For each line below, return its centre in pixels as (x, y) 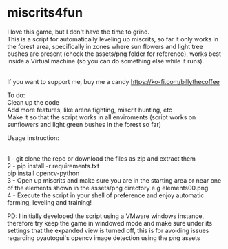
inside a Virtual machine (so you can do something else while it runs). (106, 61)
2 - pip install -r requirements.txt (53, 166)
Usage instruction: (33, 138)
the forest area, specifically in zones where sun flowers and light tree (105, 46)
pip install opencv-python (43, 173)
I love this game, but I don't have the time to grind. (79, 32)
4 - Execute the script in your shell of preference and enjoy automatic (106, 195)
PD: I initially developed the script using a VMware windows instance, (106, 216)
